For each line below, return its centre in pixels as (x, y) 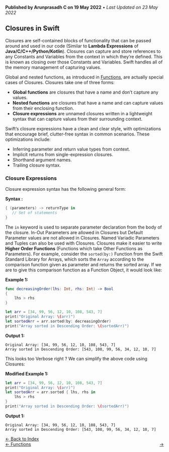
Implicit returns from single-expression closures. (63, 154)
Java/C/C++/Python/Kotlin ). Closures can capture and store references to (83, 51)
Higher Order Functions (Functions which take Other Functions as (74, 248)
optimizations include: (28, 139)
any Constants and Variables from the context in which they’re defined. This (84, 56)
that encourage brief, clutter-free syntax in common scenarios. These (77, 134)
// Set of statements (34, 213)
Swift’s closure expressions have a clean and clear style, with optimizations (83, 128)
